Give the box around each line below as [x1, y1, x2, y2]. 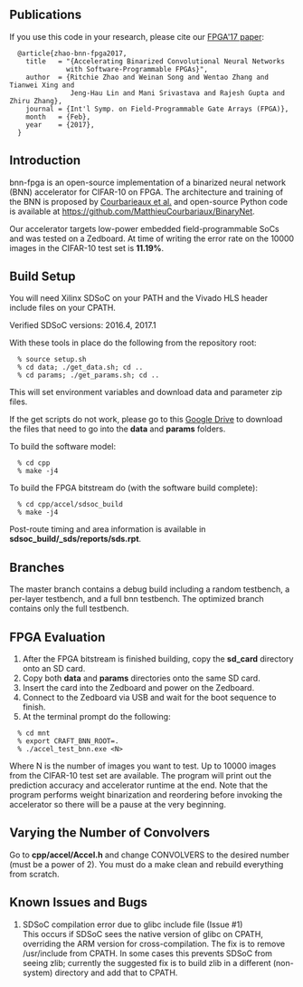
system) [22, 967, 53, 978]
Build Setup [9, 269, 76, 285]
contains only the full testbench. [9, 603, 129, 614]
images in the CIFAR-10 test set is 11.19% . [9, 242, 165, 253]
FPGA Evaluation [9, 629, 106, 644]
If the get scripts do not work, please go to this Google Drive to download [9, 414, 283, 425]
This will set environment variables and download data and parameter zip [9, 387, 283, 398]
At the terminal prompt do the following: [22, 711, 171, 722]
